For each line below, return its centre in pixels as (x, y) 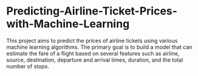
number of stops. (28, 66)
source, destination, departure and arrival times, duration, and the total (95, 60)
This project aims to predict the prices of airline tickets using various (92, 40)
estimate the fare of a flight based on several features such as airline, (93, 53)
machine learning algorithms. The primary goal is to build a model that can (99, 47)
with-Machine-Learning (68, 24)
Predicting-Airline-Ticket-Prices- (92, 11)
